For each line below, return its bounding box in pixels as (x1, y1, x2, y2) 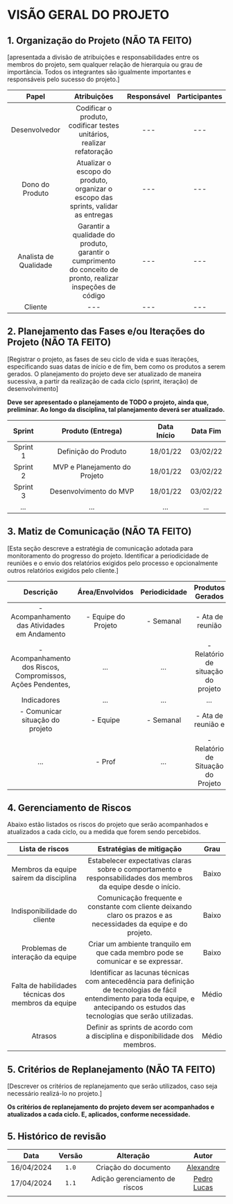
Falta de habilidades (11, 981, 78, 991)
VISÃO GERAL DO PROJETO (7, 7, 170, 23)
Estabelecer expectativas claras (87, 856, 192, 866)
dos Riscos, (21, 662, 60, 671)
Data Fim (191, 426, 222, 435)
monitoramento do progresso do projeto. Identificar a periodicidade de (7, 551, 209, 560)
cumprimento (71, 256, 116, 265)
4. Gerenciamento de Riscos (7, 802, 132, 814)
